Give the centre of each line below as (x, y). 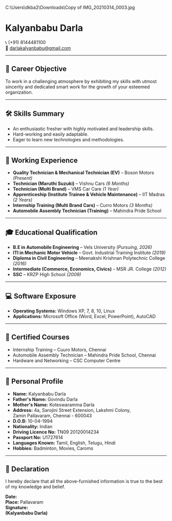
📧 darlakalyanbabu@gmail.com (38, 48)
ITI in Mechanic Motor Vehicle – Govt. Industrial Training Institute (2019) (89, 253)
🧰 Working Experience (41, 160)
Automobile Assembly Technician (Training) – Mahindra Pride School (87, 211)
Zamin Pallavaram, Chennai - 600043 (52, 415)
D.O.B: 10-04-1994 (33, 421)
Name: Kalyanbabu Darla (39, 393)
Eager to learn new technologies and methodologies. (68, 139)
